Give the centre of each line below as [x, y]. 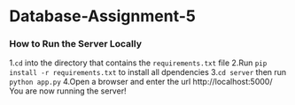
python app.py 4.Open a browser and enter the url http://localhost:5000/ [141, 82]
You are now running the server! [68, 91]
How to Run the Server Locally [75, 44]
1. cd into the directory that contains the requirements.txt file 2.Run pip [138, 63]
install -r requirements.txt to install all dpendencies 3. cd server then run [148, 72]
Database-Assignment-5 [103, 16]
